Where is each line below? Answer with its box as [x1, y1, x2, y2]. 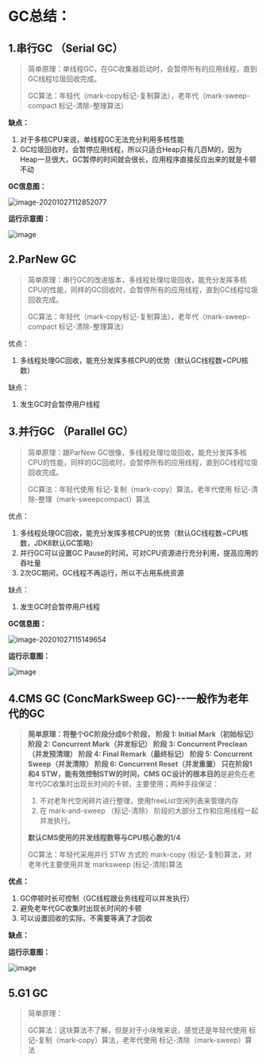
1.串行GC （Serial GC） [8, 41, 124, 55]
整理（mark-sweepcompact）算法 [38, 494, 150, 504]
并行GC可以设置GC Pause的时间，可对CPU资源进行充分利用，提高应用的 [19, 548, 259, 557]
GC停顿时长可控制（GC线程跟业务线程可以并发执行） [19, 893, 195, 904]
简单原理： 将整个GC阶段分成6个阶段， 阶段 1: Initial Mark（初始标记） [27, 729, 258, 739]
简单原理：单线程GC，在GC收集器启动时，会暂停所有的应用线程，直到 [27, 64, 258, 73]
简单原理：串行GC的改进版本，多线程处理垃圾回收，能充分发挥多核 [27, 275, 248, 284]
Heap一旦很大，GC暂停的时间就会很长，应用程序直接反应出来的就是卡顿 [19, 154, 256, 164]
